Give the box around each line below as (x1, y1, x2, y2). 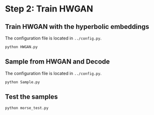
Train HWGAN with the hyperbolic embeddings (5, 23, 149, 31)
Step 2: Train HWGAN (5, 3, 93, 14)
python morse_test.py (5, 105, 49, 110)
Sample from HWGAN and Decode (5, 58, 110, 66)
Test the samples (5, 93, 58, 101)
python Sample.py (5, 79, 40, 85)
